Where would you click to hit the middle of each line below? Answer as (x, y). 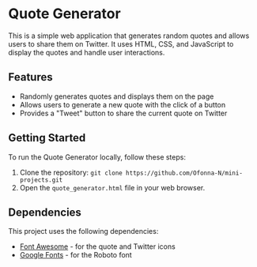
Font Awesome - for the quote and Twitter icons (97, 246)
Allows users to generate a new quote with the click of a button (123, 104)
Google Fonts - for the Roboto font (76, 255)
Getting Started (47, 138)
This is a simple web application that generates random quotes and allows (129, 36)
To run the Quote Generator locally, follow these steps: (97, 157)
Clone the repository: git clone (71, 172)
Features (30, 77)
